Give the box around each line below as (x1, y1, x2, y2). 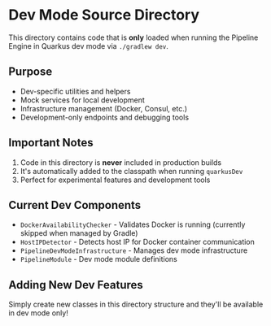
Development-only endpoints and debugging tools (20, 112, 190, 122)
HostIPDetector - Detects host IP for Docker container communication (20, 237, 255, 247)
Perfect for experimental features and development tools (20, 175, 211, 185)
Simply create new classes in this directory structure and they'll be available (8, 299, 264, 310)
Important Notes (8, 136, 94, 150)
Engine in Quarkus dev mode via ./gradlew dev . (8, 41, 169, 50)
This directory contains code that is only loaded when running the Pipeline (8, 33, 259, 42)
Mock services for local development (20, 95, 145, 105)
